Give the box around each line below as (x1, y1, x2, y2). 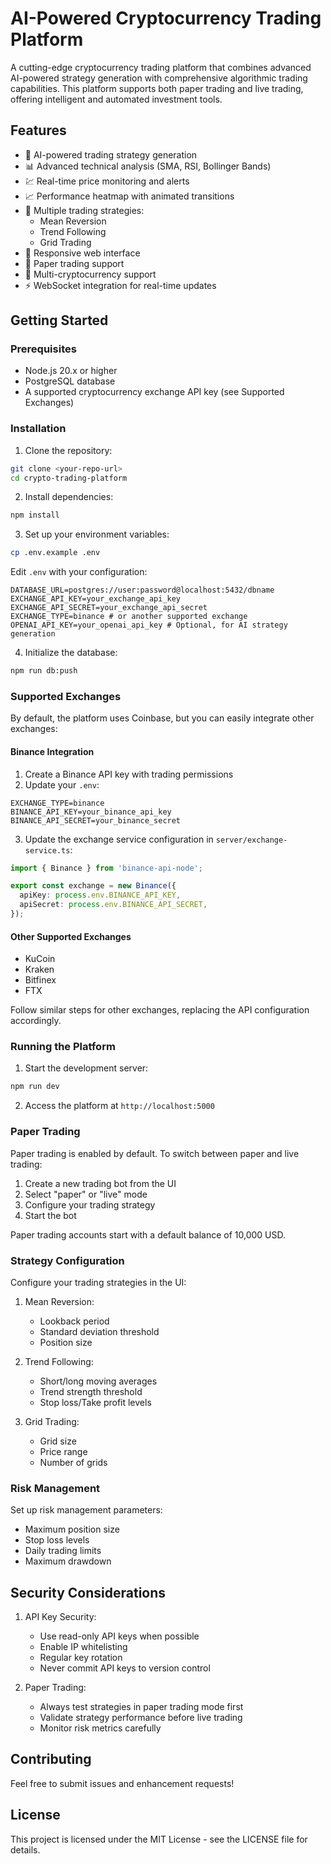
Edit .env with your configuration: (10, 566, 148, 578)
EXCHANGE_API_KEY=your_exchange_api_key (10, 594, 182, 604)
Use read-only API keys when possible (39, 1630, 200, 1642)
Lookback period (39, 1315, 110, 1327)
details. (10, 1843, 41, 1856)
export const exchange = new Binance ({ (10, 881, 177, 891)
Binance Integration (10, 746, 95, 757)
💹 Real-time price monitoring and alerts (24, 175, 190, 187)
